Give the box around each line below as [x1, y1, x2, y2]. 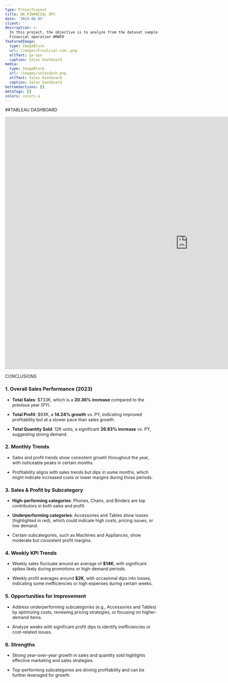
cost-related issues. [12, 629, 52, 635]
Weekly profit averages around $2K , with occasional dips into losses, [12, 575, 152, 581]
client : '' [5, 21, 27, 26]
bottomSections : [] [5, 84, 45, 89]
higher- [142, 609, 157, 615]
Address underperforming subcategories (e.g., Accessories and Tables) [12, 604, 157, 610]
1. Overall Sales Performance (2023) [5, 386, 93, 393]
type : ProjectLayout [5, 7, 47, 12]
